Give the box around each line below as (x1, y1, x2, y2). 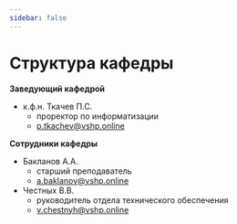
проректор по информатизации (36, 111, 160, 122)
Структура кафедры (9, 52, 174, 73)
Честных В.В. (22, 185, 75, 196)
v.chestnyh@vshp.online (36, 204, 129, 215)
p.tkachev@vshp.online (36, 120, 125, 131)
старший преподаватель (36, 165, 132, 176)
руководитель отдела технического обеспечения (36, 194, 230, 206)
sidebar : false (9, 13, 67, 23)
